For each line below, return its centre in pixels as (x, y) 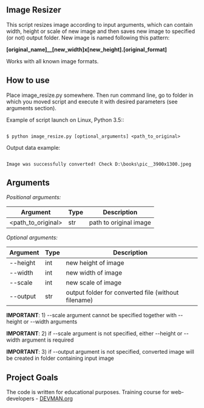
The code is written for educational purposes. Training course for (88, 392)
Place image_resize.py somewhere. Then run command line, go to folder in (100, 95)
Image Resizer (34, 10)
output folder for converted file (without (122, 293)
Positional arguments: (34, 197)
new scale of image (93, 283)
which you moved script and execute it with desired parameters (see (92, 101)
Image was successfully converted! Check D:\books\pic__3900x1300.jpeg (99, 164)
